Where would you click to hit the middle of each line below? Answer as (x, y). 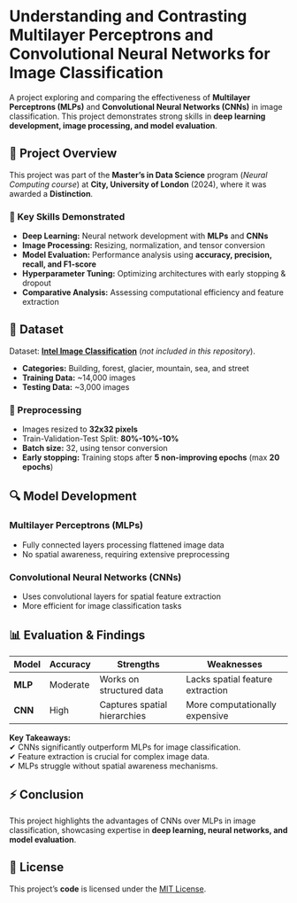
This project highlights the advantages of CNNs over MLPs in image (133, 821)
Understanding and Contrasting (128, 16)
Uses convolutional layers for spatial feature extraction (121, 596)
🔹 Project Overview (63, 154)
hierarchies (123, 715)
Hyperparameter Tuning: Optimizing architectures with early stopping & (154, 274)
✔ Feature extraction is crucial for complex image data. (110, 756)
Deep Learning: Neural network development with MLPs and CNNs (145, 236)
